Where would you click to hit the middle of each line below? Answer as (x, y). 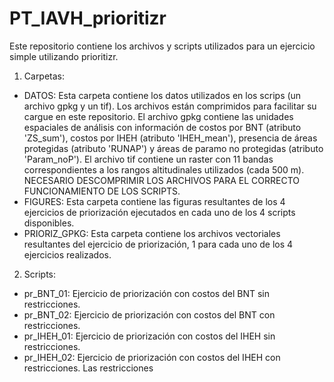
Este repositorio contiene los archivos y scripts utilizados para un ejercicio (162, 46)
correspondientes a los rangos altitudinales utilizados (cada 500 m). (164, 169)
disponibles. (49, 223)
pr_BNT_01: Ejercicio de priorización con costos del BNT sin (146, 293)
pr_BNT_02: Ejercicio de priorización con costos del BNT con (149, 314)
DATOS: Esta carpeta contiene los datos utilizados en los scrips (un (162, 95)
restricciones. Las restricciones (88, 368)
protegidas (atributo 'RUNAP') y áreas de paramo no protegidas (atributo (173, 148)
